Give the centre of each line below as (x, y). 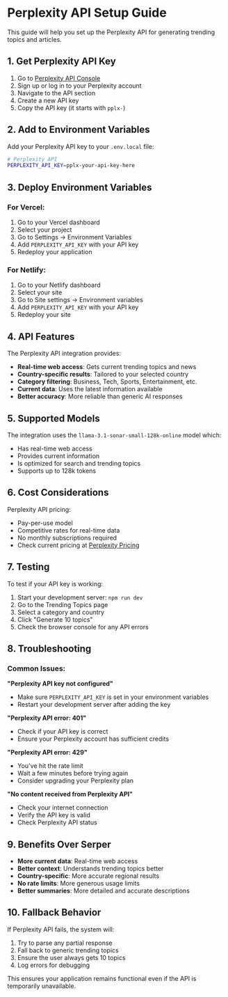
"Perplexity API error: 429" (48, 753)
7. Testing (28, 567)
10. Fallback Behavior (54, 912)
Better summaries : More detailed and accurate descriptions (103, 891)
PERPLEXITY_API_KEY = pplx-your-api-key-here (71, 166)
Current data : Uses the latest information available (90, 389)
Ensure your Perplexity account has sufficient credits (93, 739)
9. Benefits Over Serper (59, 844)
